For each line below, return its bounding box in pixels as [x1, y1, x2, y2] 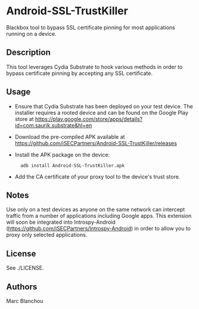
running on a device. [6, 30, 57, 37]
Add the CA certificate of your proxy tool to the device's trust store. [14, 173, 181, 180]
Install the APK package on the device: [14, 151, 110, 158]
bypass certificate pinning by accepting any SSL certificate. [6, 70, 153, 77]
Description [6, 48, 51, 58]
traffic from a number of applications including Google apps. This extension [6, 213, 192, 220]
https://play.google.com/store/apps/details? [35, 115, 143, 123]
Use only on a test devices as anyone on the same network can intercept [6, 206, 185, 213]
